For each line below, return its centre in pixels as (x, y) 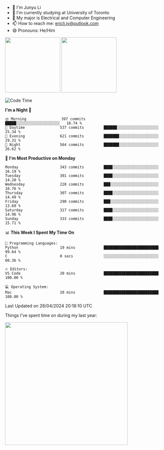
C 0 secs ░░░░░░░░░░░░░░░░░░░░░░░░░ (82, 256)
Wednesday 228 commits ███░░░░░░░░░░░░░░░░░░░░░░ (82, 184)
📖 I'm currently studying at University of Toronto (61, 12)
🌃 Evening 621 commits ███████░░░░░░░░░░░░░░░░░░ (82, 136)
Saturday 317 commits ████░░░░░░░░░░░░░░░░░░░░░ (82, 210)
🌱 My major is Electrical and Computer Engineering (64, 18)
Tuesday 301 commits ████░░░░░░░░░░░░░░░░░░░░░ (82, 176)
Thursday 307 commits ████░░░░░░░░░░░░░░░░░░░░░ (82, 193)
